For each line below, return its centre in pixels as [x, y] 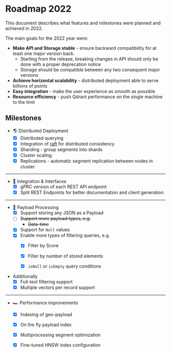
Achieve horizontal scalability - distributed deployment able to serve [85, 80]
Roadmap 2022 [38, 9]
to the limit [24, 102]
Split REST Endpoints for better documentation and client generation [92, 193]
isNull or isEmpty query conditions [64, 266]
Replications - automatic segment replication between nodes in [87, 161]
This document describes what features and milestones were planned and [83, 23]
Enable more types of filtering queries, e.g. [65, 236]
